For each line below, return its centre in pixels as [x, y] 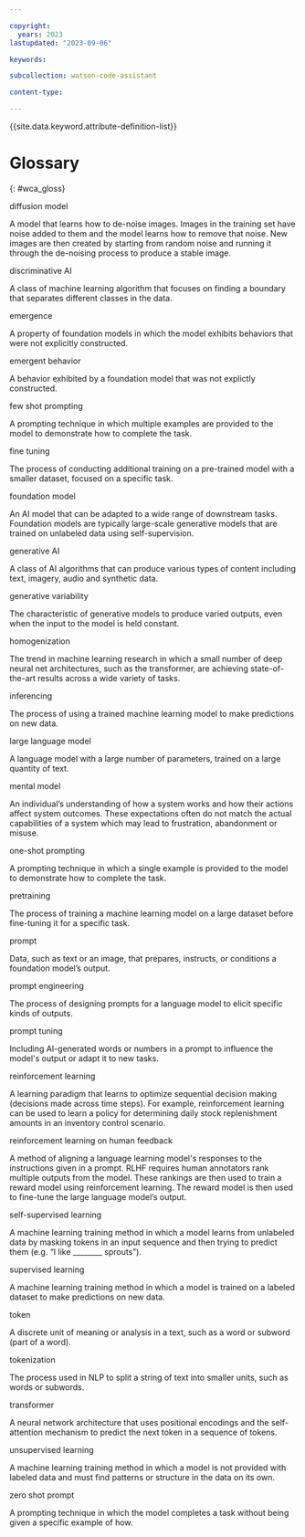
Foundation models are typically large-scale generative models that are [143, 523]
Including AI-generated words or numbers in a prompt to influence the [142, 1048]
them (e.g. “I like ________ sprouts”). [75, 1251]
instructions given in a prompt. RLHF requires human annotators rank [139, 1168]
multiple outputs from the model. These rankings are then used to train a [146, 1177]
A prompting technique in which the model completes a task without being [149, 1512]
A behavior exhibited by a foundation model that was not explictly [132, 378]
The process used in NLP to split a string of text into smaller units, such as [149, 1377]
